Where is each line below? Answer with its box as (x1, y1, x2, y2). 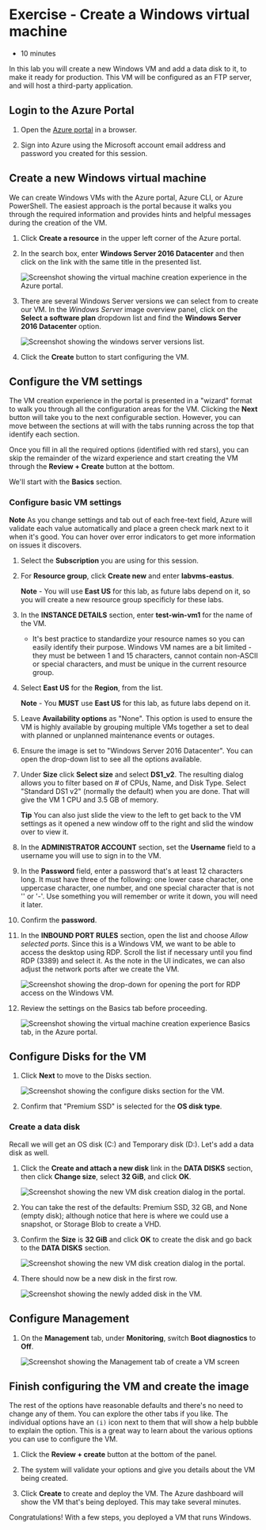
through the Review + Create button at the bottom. (9, 462, 175, 471)
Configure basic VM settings (9, 497, 122, 508)
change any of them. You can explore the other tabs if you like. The (9, 1409, 229, 1419)
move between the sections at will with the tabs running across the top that (9, 422, 254, 431)
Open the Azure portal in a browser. (20, 124, 138, 134)
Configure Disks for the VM (9, 1050, 146, 1063)
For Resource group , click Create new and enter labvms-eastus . (20, 570, 234, 580)
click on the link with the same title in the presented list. (20, 257, 202, 266)
